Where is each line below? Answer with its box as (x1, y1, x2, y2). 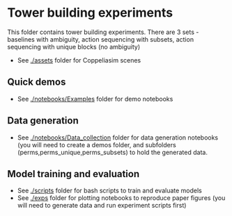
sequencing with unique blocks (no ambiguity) (7, 42, 141, 51)
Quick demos (7, 76, 66, 88)
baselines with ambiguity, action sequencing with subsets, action (7, 35, 194, 43)
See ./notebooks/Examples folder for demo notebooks (17, 94, 173, 103)
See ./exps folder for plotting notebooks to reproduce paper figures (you (17, 194, 226, 202)
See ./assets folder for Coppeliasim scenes (17, 56, 141, 64)
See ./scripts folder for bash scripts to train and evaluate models (17, 186, 202, 195)
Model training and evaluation (7, 168, 140, 180)
